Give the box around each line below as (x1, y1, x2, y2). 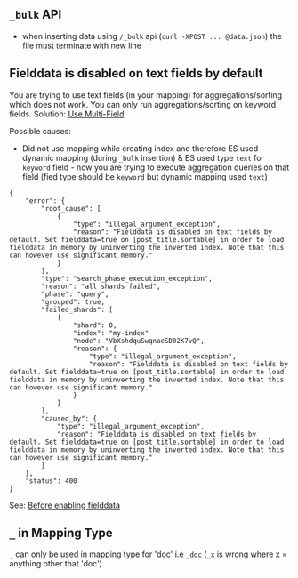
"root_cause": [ (41, 204, 101, 213)
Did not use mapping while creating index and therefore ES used (21, 142, 259, 154)
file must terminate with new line (21, 40, 142, 51)
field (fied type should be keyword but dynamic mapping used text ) (21, 171, 269, 181)
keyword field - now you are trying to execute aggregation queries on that (21, 162, 290, 173)
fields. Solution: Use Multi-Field (9, 108, 125, 119)
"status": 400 (25, 476, 77, 486)
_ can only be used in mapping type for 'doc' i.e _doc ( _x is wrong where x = (9, 549, 287, 559)
